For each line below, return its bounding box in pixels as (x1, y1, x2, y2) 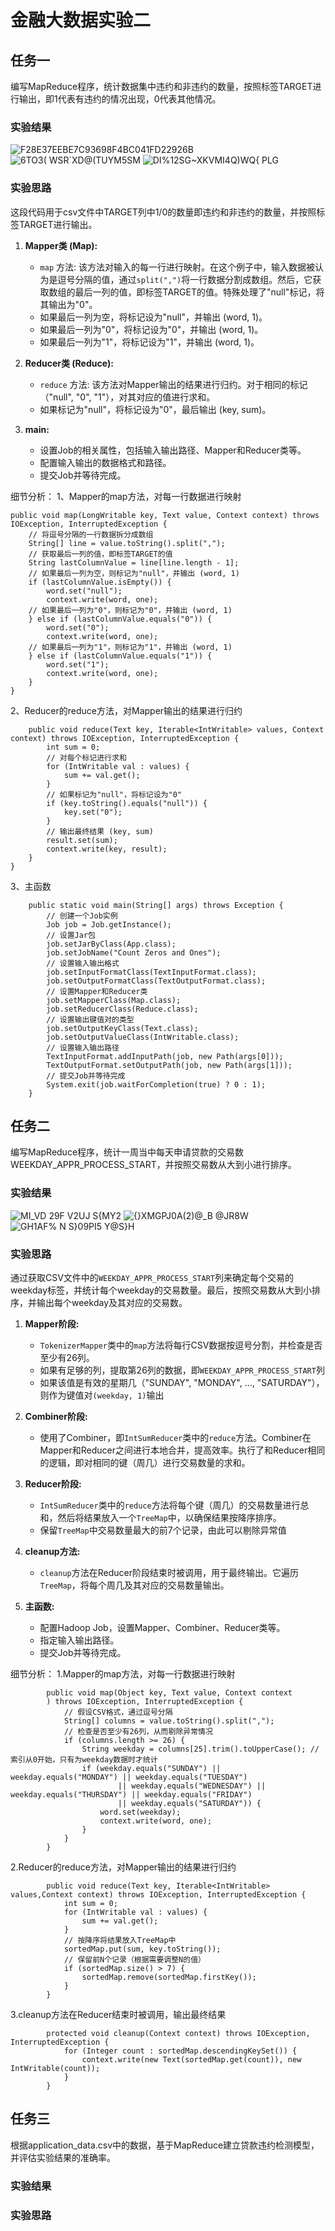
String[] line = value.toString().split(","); (28, 538, 226, 548)
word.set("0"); (46, 622, 110, 633)
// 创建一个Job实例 (46, 911, 118, 921)
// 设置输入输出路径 (46, 1042, 120, 1053)
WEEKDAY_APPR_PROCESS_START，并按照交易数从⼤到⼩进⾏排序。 (10, 1159, 297, 1171)
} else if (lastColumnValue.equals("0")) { (28, 614, 213, 624)
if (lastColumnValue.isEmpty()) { (28, 577, 172, 587)
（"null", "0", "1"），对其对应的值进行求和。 (39, 391, 216, 403)
